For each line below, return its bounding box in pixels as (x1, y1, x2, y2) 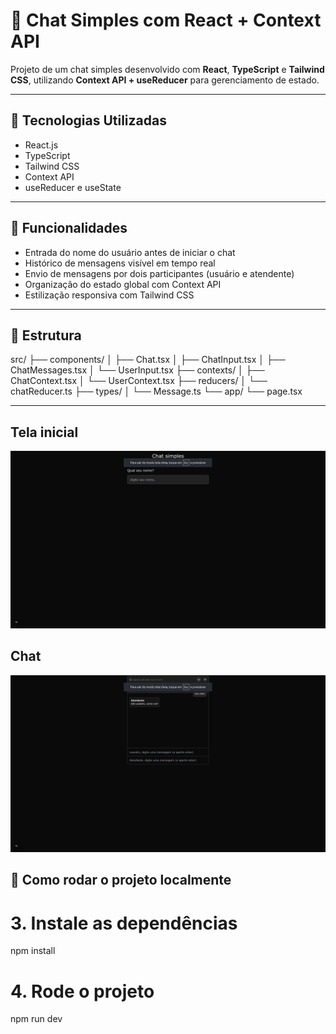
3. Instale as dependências (10, 912, 238, 934)
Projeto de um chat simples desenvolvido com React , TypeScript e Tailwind (10, 63, 325, 75)
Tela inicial (10, 424, 79, 441)
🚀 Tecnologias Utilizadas (10, 112, 167, 129)
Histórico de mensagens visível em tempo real (24, 257, 216, 269)
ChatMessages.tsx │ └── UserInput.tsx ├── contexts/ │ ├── (10, 364, 265, 376)
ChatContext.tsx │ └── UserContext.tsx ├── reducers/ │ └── (10, 375, 268, 387)
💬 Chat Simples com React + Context (10, 9, 322, 32)
